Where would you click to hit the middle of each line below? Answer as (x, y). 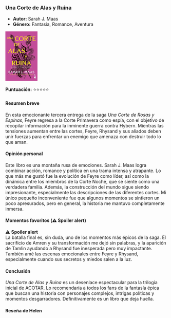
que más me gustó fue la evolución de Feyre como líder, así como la (77, 176)
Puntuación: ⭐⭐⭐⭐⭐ (27, 89)
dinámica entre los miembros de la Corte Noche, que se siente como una (82, 181)
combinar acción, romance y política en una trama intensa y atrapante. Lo (83, 171)
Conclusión (18, 271)
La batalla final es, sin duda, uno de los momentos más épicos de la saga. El (85, 237)
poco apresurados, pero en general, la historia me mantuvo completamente (85, 203)
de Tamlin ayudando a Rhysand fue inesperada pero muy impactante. (79, 248)
